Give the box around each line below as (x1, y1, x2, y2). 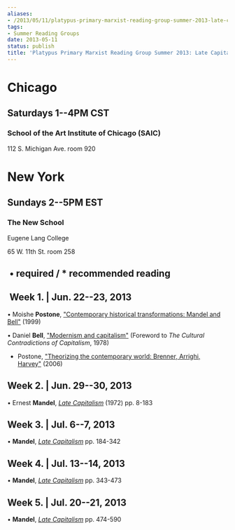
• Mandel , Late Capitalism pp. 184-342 (7, 437, 121, 446)
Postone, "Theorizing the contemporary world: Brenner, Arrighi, (17, 352, 201, 360)
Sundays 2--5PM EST (7, 197, 104, 209)
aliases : (7, 10, 33, 18)
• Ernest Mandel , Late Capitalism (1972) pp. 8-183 (7, 398, 153, 407)
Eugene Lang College (7, 233, 69, 242)
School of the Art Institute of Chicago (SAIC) (7, 128, 161, 138)
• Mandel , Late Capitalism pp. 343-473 (7, 476, 122, 484)
